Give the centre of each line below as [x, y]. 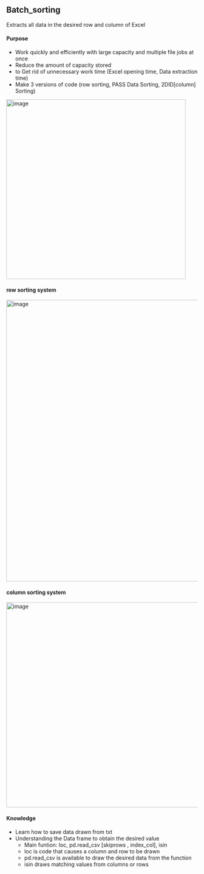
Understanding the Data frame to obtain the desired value [87, 838]
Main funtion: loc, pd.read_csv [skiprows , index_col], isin [96, 845]
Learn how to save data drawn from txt [64, 832]
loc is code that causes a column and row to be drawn [92, 851]
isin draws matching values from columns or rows [86, 864]
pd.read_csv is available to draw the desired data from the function [108, 858]
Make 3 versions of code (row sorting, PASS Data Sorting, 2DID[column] [105, 85]
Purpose [17, 38]
